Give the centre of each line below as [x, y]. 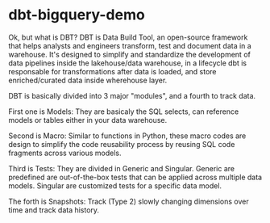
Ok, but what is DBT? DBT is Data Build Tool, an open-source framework [128, 37]
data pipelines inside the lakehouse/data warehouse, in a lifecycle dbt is [128, 63]
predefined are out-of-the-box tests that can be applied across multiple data [135, 177]
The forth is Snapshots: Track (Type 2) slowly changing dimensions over [129, 201]
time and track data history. [54, 210]
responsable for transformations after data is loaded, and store [112, 71]
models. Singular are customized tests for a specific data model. [115, 185]
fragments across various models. [65, 153]
